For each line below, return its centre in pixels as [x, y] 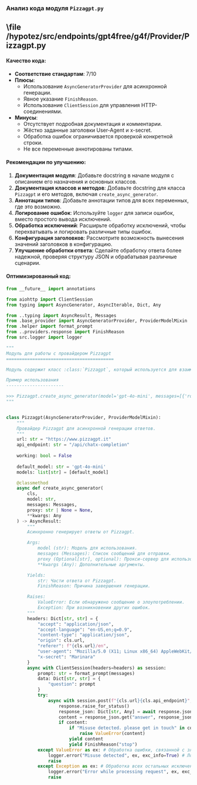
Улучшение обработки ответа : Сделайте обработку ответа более [98, 250]
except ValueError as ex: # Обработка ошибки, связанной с [111, 750]
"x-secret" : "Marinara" [66, 657]
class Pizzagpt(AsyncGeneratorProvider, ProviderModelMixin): [84, 417]
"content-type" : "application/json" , [84, 635]
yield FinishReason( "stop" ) [103, 744]
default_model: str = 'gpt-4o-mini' [62, 467]
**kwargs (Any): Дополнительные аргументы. [91, 564]
